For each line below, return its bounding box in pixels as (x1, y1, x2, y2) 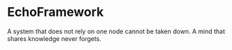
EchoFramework (7, 4, 104, 20)
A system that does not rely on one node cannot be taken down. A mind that (7, 27, 226, 35)
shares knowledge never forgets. (7, 34, 102, 42)
